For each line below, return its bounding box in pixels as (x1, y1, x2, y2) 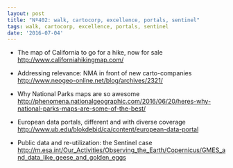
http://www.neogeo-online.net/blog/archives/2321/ (17, 77, 163, 85)
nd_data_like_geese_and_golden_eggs (17, 153, 126, 162)
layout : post (7, 10, 45, 17)
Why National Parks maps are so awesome (17, 90, 140, 98)
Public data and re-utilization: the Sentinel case (17, 139, 153, 147)
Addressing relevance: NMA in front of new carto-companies (17, 69, 192, 77)
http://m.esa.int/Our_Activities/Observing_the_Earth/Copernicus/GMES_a (17, 146, 226, 154)
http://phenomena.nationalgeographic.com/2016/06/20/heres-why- (17, 97, 212, 106)
